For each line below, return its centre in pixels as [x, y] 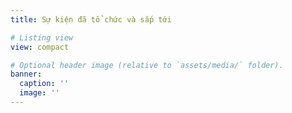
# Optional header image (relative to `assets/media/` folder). [147, 65]
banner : [26, 74]
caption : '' [44, 84]
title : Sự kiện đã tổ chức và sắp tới [91, 19]
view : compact [40, 47]
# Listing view [42, 37]
